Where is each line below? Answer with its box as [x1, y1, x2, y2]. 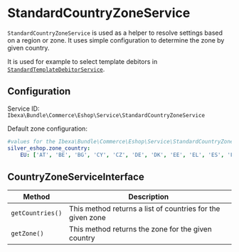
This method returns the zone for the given [68, 224, 212, 234]
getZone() [11, 229, 44, 238]
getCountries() [11, 209, 63, 217]
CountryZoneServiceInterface [7, 170, 144, 182]
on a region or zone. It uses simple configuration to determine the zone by [7, 35, 225, 44]
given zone [68, 213, 106, 223]
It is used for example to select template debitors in [7, 57, 158, 65]
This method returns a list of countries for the [68, 204, 221, 214]
